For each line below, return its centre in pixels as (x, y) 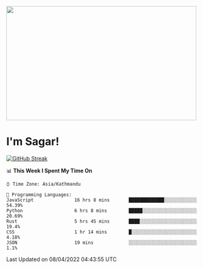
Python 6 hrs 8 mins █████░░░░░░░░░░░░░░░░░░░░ (102, 211)
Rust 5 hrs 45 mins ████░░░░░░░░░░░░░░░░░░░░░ (102, 221)
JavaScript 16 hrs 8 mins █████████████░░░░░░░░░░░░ (102, 200)
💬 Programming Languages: (39, 195)
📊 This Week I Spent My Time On (49, 170)
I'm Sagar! (33, 141)
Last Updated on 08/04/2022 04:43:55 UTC (62, 259)
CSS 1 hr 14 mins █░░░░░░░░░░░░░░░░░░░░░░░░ (102, 232)
